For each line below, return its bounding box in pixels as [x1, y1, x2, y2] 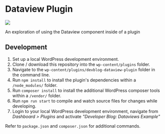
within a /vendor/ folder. [12, 92, 62, 99]
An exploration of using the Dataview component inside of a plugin [5, 28, 140, 35]
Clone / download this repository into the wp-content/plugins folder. [12, 61, 150, 67]
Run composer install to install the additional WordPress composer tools [12, 87, 160, 93]
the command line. [12, 72, 50, 78]
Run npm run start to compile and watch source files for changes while [12, 98, 158, 104]
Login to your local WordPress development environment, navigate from [12, 108, 159, 114]
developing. [12, 103, 36, 109]
